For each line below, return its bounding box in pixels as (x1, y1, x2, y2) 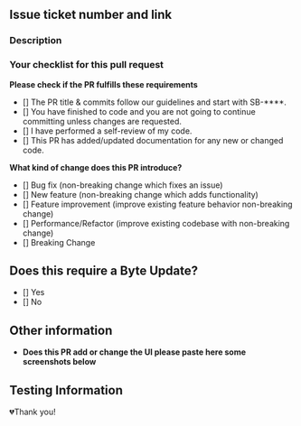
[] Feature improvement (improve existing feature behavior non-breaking (22, 199, 293, 209)
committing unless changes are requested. (22, 116, 183, 126)
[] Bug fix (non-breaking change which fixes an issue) (22, 180, 223, 190)
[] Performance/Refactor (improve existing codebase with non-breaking (22, 218, 290, 228)
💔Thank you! (9, 406, 56, 418)
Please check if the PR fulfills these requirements (9, 79, 199, 89)
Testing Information (9, 383, 124, 398)
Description (9, 34, 62, 47)
